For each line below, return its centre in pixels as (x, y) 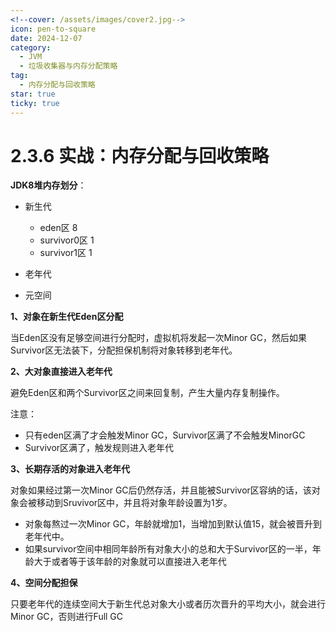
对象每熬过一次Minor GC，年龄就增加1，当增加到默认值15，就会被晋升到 (173, 524)
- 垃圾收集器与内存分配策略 (68, 66)
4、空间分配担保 (44, 583)
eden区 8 (58, 228)
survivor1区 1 (66, 253)
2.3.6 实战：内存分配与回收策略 (140, 155)
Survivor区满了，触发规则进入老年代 (99, 448)
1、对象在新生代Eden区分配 (67, 317)
